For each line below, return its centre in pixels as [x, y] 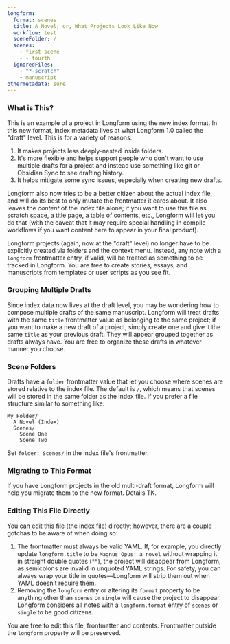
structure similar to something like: [56, 403]
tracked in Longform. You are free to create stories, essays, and [97, 265]
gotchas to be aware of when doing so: [62, 533]
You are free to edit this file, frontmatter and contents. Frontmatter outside [112, 625]
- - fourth [35, 58]
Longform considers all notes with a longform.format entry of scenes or [117, 605]
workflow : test [35, 33]
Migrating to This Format [49, 471]
